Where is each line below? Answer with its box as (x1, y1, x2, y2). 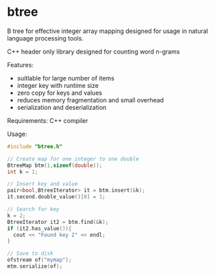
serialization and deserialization (16, 103, 107, 111)
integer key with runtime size (16, 81, 99, 89)
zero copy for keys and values (16, 89, 103, 97)
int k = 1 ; (7, 168, 38, 175)
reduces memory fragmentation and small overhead (16, 95, 164, 104)
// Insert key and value (7, 181, 78, 187)
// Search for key (7, 206, 60, 213)
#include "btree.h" (7, 143, 63, 150)
